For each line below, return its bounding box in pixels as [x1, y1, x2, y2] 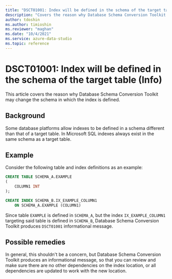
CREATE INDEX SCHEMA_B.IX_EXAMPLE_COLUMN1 [5, 198, 97, 203]
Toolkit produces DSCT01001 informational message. [5, 223, 114, 229]
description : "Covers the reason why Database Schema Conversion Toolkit [5, 12, 166, 17]
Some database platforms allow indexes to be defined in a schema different [5, 125, 165, 131]
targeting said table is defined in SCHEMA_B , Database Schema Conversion [5, 217, 159, 224]
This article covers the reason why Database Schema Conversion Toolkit [5, 91, 159, 97]
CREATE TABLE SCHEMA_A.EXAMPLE [5, 174, 72, 180]
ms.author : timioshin [5, 22, 52, 27]
